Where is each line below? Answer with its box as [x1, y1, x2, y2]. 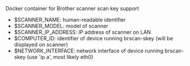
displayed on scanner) [13, 41, 69, 48]
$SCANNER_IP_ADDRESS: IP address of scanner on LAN [13, 29, 151, 36]
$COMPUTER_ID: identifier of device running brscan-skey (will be [13, 35, 174, 41]
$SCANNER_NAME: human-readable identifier [13, 16, 126, 23]
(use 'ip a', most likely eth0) [26, 54, 94, 60]
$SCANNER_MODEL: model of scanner [13, 23, 109, 29]
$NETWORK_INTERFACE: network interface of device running [13, 47, 164, 54]
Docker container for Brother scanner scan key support [5, 5, 139, 12]
